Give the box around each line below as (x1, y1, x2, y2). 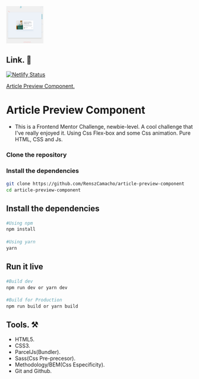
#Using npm (6, 220, 33, 226)
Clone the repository (6, 150, 67, 159)
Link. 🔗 (6, 55, 31, 65)
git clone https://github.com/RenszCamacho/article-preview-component (6, 181, 185, 187)
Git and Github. (14, 367, 52, 374)
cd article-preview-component (6, 187, 81, 193)
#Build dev (6, 278, 33, 284)
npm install (6, 226, 36, 232)
